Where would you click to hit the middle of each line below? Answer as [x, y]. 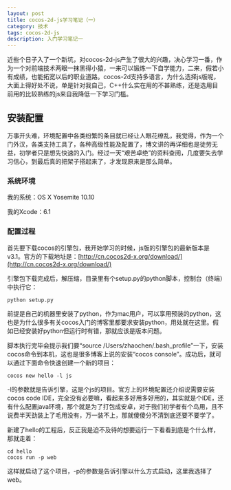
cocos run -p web [32, 457]
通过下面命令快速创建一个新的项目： [64, 363]
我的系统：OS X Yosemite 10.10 [51, 198]
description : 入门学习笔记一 [45, 39]
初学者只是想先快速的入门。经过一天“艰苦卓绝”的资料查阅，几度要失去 [118, 153]
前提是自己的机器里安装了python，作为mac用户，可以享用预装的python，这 [114, 313]
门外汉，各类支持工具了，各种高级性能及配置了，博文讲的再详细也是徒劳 [109, 144]
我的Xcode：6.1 [29, 212]
